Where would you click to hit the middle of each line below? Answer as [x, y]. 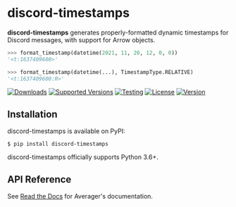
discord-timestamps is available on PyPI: [66, 131]
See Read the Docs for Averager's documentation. [80, 196]
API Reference [39, 179]
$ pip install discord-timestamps [58, 144]
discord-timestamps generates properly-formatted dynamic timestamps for [118, 32]
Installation [32, 114]
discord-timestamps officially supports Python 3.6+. [83, 157]
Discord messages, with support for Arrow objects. [81, 39]
